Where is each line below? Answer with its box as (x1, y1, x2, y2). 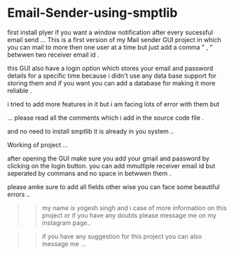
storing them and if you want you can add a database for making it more (7, 78, 216, 87)
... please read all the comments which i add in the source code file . (7, 113, 205, 122)
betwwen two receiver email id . (7, 50, 99, 59)
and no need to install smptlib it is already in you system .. (7, 127, 174, 135)
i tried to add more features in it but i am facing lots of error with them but (7, 99, 220, 108)
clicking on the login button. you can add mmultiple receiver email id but (7, 161, 216, 170)
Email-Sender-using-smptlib (7, 5, 178, 21)
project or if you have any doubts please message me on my (41, 211, 217, 219)
